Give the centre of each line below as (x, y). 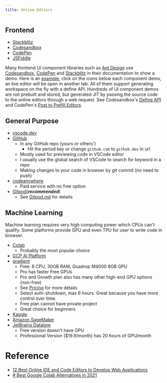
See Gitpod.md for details (46, 197)
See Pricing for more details (48, 288)
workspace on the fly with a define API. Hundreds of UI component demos (82, 89)
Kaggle (20, 314)
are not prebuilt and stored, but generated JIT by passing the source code (81, 94)
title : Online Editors (29, 10)
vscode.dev (24, 133)
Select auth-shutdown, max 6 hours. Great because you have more (89, 293)
